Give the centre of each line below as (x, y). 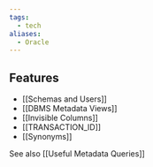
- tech (29, 26)
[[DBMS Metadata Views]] (69, 109)
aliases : (25, 34)
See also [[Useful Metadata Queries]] (77, 154)
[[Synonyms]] (47, 137)
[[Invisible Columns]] (60, 118)
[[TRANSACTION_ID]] (61, 127)
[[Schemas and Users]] (65, 99)
